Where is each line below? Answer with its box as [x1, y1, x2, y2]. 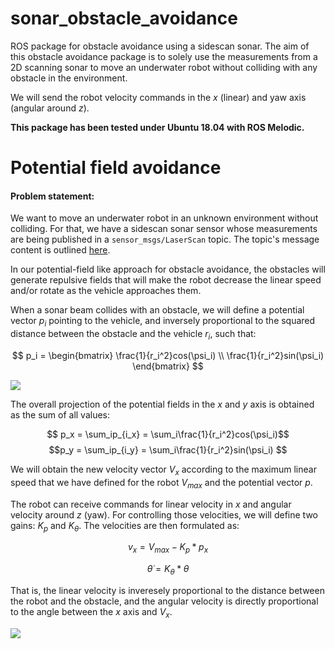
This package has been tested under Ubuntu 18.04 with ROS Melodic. [10, 121, 305, 133]
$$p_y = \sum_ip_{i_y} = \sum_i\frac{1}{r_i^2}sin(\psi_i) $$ [48, 443, 288, 456]
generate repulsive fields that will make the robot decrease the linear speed [10, 274, 322, 286]
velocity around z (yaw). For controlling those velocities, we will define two [10, 508, 318, 521]
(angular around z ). [10, 102, 90, 114]
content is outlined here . [10, 244, 111, 256]
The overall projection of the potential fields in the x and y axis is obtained [10, 398, 315, 410]
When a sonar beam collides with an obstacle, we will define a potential [10, 304, 305, 316]
